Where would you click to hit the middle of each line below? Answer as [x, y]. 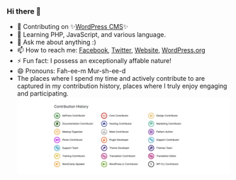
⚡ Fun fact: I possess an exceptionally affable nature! [94, 61]
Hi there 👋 [24, 11]
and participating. [43, 94]
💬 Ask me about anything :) [56, 43]
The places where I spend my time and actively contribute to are [111, 79]
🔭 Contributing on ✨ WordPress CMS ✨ [73, 27]
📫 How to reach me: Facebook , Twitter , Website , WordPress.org [111, 50]
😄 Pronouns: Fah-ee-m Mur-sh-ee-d [71, 71]
